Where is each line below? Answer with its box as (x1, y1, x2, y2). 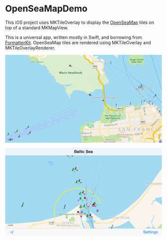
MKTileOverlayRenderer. (5, 45, 56, 51)
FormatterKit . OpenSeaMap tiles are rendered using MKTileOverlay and (5, 39, 152, 45)
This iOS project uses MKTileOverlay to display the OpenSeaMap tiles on (5, 19, 155, 25)
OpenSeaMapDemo (5, 3, 88, 14)
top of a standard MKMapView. (5, 24, 69, 30)
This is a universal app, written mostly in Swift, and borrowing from (5, 34, 143, 40)
